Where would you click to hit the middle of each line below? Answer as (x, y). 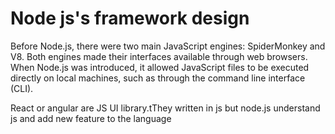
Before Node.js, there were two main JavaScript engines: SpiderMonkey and (168, 46)
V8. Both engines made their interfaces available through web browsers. (159, 56)
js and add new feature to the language (91, 118)
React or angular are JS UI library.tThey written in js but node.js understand (165, 108)
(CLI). (22, 88)
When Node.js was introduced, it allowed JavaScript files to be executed (160, 67)
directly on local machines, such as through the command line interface (158, 78)
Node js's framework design (130, 18)
